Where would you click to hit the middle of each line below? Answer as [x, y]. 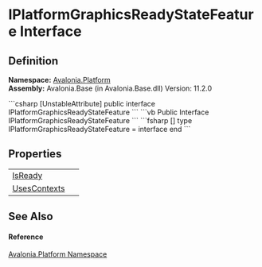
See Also [31, 217]
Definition [33, 61]
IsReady [27, 175]
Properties [35, 154]
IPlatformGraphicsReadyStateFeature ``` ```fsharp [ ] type [100, 120]
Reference [26, 237]
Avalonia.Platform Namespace [58, 254]
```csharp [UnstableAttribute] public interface [82, 104]
